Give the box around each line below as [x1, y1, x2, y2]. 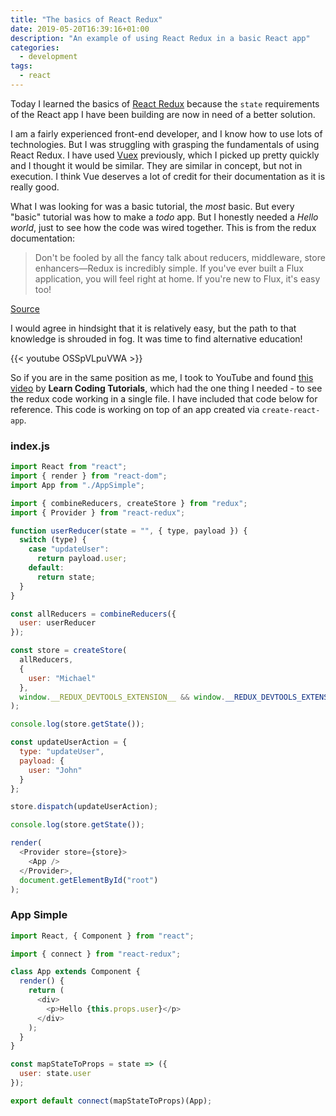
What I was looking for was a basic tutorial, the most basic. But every [10, 200, 295, 212]
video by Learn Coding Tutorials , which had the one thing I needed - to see [10, 382, 323, 394]
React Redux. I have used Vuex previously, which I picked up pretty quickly [10, 149, 320, 161]
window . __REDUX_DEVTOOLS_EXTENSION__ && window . [19, 692, 226, 702]
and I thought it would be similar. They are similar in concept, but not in [10, 159, 303, 171]
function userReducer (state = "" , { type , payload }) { [10, 526, 248, 536]
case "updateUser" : [28, 544, 110, 555]
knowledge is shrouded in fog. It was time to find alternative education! [10, 332, 303, 345]
